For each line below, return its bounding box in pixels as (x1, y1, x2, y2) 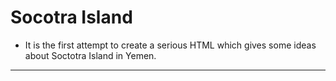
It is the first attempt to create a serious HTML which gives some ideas (24, 39, 317, 51)
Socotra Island (10, 6, 133, 29)
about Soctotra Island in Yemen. (24, 49, 157, 61)
